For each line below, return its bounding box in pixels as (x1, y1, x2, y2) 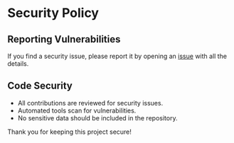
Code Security (7, 80, 73, 92)
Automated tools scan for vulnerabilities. (17, 106, 137, 115)
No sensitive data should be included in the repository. (17, 113, 178, 122)
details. (7, 59, 29, 68)
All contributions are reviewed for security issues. (17, 98, 164, 107)
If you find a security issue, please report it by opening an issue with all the (7, 52, 228, 60)
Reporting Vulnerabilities (7, 33, 121, 45)
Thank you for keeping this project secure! (7, 127, 132, 136)
